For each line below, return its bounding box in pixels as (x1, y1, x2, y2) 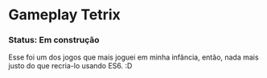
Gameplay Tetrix (8, 6, 121, 24)
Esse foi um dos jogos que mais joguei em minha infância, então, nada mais (8, 52, 259, 62)
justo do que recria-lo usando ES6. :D (8, 61, 133, 71)
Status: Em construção (8, 35, 100, 46)
